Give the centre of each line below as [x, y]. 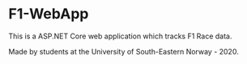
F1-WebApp [49, 14]
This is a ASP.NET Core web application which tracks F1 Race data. [120, 36]
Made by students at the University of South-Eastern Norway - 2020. [123, 51]
